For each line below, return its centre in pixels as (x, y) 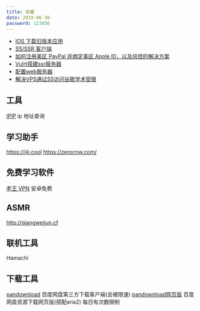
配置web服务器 (34, 72)
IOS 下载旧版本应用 (39, 41)
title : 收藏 (20, 12)
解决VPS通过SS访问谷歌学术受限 (56, 79)
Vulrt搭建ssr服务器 (38, 64)
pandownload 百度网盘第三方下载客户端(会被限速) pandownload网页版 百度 (100, 295)
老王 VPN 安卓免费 (29, 188)
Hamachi (18, 258)
